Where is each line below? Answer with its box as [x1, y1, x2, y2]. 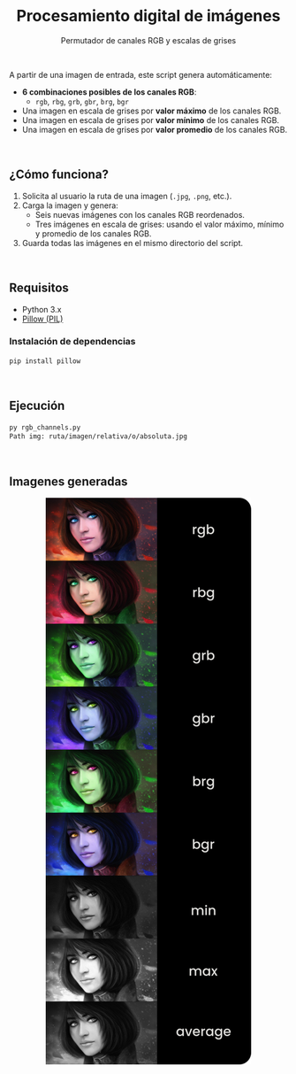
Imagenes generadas [9, 474, 128, 489]
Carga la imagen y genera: [21, 200, 119, 211]
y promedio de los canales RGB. [34, 228, 152, 239]
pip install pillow [9, 356, 81, 366]
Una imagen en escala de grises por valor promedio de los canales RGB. [21, 124, 288, 135]
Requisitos [9, 281, 69, 296]
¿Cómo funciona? [9, 167, 109, 182]
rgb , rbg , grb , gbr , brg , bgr [34, 96, 130, 106]
